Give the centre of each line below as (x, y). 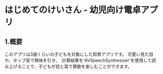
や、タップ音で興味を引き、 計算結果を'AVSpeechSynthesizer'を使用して (78, 60)
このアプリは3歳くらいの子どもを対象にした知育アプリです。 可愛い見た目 (79, 54)
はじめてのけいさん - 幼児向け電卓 (73, 10)
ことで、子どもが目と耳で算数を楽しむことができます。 (77, 66)
